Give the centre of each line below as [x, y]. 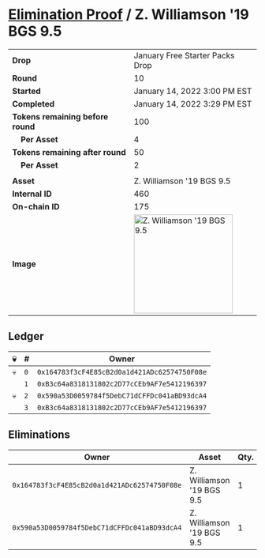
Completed [34, 104]
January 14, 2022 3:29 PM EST [193, 104]
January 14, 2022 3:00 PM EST [193, 91]
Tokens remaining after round [69, 152]
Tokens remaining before [60, 116]
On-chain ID [36, 206]
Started [26, 91]
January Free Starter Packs [184, 55]
